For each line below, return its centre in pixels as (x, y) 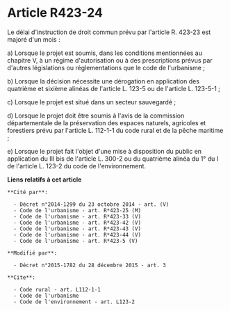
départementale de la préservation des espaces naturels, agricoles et (107, 122)
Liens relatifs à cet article (44, 180)
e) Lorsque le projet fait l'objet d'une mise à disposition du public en (105, 151)
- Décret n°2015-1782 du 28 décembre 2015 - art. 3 (90, 265)
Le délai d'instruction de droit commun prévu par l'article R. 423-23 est (109, 32)
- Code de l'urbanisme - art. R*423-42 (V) (77, 223)
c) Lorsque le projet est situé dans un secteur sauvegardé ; (92, 102)
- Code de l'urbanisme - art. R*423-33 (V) (77, 216)
